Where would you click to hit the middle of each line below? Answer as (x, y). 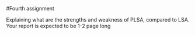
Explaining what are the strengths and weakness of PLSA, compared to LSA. (98, 20)
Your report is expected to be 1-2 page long (58, 26)
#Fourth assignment (30, 8)
